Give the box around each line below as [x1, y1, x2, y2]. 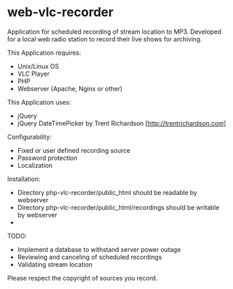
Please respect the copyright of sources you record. [7, 274, 158, 282]
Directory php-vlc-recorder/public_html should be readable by [17, 188, 197, 196]
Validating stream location [17, 260, 93, 269]
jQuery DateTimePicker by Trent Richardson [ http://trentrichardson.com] [17, 119, 226, 127]
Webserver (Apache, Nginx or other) [17, 84, 123, 93]
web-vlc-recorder [7, 4, 114, 20]
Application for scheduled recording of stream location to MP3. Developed [7, 27, 222, 36]
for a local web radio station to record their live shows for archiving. [7, 34, 202, 43]
